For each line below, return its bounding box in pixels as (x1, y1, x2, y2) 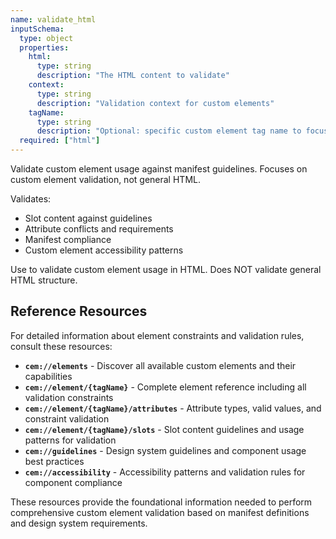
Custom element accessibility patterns (24, 244, 184, 256)
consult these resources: (10, 340, 113, 352)
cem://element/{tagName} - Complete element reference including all (24, 381, 307, 393)
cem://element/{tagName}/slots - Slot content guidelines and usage (24, 423, 305, 435)
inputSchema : (10, 24, 65, 34)
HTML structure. (10, 274, 78, 286)
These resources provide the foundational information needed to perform (10, 496, 313, 508)
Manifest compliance (24, 234, 112, 245)
